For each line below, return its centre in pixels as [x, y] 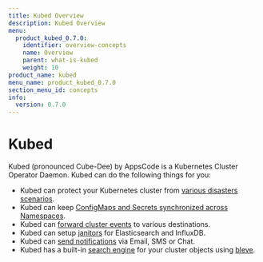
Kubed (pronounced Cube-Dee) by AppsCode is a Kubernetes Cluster [123, 167]
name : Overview [48, 53]
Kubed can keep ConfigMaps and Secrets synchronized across [124, 208]
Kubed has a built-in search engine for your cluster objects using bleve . [137, 250]
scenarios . [37, 199]
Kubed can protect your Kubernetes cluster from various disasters [129, 191]
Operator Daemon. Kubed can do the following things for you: [110, 175]
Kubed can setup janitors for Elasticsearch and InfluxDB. [113, 233]
